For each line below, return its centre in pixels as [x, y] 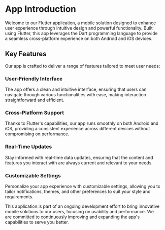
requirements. [19, 196]
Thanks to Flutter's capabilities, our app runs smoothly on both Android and [82, 123]
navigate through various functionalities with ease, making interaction [76, 95]
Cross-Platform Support [34, 113]
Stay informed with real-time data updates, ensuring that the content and [79, 157]
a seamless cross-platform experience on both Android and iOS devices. [79, 38]
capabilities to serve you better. [37, 222]
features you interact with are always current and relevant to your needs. [79, 163]
